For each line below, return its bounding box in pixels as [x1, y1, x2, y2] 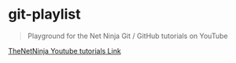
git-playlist [8, 5, 81, 23]
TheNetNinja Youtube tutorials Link [8, 46, 122, 55]
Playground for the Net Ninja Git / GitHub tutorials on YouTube [27, 31, 228, 40]
